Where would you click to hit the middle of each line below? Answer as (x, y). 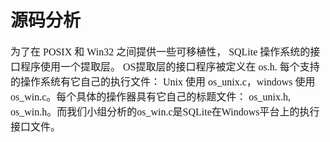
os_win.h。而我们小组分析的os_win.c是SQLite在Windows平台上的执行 (165, 112)
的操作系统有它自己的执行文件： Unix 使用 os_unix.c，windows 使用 (163, 82)
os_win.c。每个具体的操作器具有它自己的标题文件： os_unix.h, (151, 97)
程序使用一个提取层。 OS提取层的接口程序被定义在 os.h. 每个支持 (170, 67)
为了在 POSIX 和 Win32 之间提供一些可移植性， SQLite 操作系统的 (160, 52)
